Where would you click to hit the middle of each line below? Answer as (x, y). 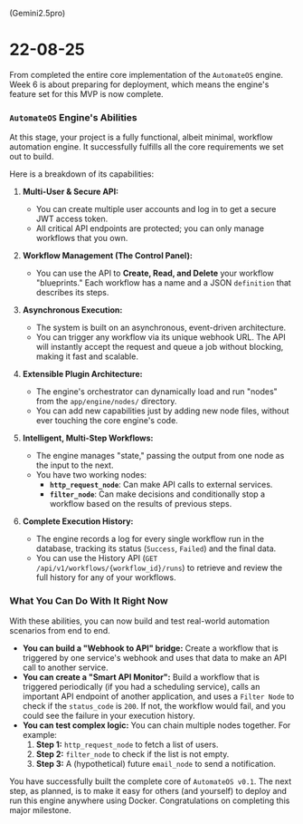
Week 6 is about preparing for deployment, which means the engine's (139, 84)
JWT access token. (72, 219)
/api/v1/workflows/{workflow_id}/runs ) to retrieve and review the (159, 568)
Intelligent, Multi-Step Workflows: (88, 438)
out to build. (32, 157)
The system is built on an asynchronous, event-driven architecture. (161, 328)
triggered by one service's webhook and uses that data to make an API (155, 657)
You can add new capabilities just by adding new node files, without (162, 411)
